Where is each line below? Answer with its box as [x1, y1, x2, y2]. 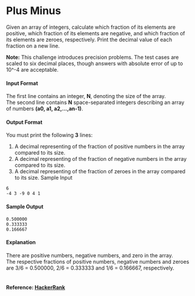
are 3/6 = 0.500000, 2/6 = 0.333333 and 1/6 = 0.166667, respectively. [6, 264, 175, 271]
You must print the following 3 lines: [6, 132, 93, 139]
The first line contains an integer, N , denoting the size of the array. [6, 93, 166, 100]
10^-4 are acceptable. [6, 66, 59, 73]
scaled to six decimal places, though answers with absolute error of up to [6, 60, 183, 67]
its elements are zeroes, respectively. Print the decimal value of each [6, 36, 173, 43]
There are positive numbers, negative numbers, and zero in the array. [6, 251, 173, 259]
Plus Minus [6, 4, 61, 18]
